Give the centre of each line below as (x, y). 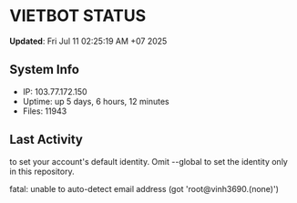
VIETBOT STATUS (78, 16)
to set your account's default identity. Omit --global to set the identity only (149, 161)
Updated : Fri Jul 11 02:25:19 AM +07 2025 (88, 41)
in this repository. (42, 171)
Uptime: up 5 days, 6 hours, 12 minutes (96, 101)
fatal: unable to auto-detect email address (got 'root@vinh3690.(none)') (144, 188)
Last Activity (46, 140)
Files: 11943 (45, 111)
